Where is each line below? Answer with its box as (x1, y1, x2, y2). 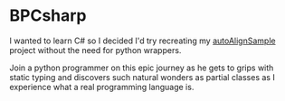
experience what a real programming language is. (9, 81, 195, 92)
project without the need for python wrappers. (9, 44, 182, 55)
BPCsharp (9, 5, 88, 26)
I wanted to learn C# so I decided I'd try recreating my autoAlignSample (9, 35, 276, 46)
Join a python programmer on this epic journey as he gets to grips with (9, 62, 274, 73)
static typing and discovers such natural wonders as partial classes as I (9, 71, 276, 82)
